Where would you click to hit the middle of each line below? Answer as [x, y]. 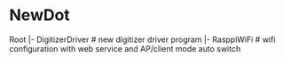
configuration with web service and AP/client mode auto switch [125, 48]
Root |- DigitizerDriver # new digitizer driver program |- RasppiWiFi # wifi [142, 39]
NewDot [40, 15]
